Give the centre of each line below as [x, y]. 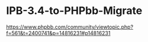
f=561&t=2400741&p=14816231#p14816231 [58, 33]
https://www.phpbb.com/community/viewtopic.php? [70, 27]
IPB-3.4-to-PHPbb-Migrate [74, 11]
